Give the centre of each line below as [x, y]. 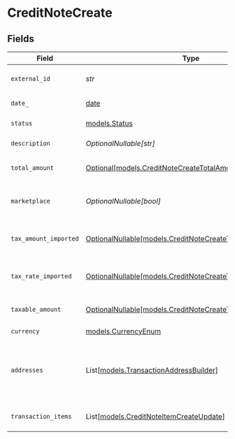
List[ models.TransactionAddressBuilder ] [152, 370]
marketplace [31, 201]
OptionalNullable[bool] [123, 201]
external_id [31, 79]
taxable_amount [36, 309]
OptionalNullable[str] [120, 143]
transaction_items [41, 416]
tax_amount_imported [45, 239]
